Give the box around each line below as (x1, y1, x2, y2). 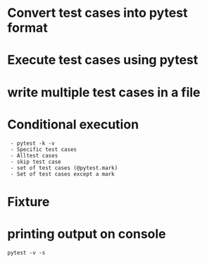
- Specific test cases (10, 146, 77, 153)
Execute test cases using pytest (7, 52, 199, 68)
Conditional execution (7, 116, 139, 132)
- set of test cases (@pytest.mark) (10, 164, 118, 172)
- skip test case (10, 158, 61, 165)
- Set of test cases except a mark (10, 170, 115, 177)
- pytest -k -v (10, 139, 55, 147)
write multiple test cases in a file (7, 84, 201, 100)
